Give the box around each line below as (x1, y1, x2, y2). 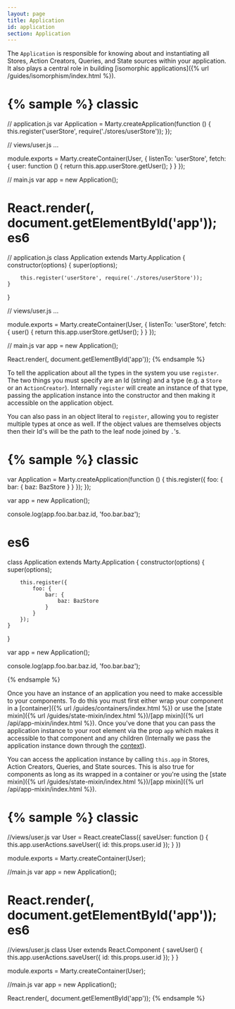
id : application (7, 23, 55, 30)
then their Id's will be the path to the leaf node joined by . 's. (7, 427, 182, 436)
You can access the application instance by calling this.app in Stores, (7, 755, 210, 763)
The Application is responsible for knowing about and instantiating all (7, 49, 210, 58)
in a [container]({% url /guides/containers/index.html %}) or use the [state (7, 704, 222, 712)
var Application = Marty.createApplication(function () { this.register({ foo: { (7, 475, 223, 484)
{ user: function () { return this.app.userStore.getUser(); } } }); (7, 162, 186, 170)
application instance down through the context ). (7, 741, 146, 750)
